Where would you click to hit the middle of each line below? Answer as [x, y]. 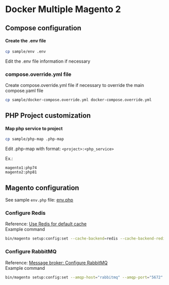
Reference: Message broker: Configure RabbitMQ [57, 263]
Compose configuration [43, 28]
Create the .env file [26, 41]
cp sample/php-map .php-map [35, 139]
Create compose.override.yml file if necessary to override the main [75, 85]
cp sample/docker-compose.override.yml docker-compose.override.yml [78, 100]
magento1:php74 [21, 168]
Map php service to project [34, 128]
